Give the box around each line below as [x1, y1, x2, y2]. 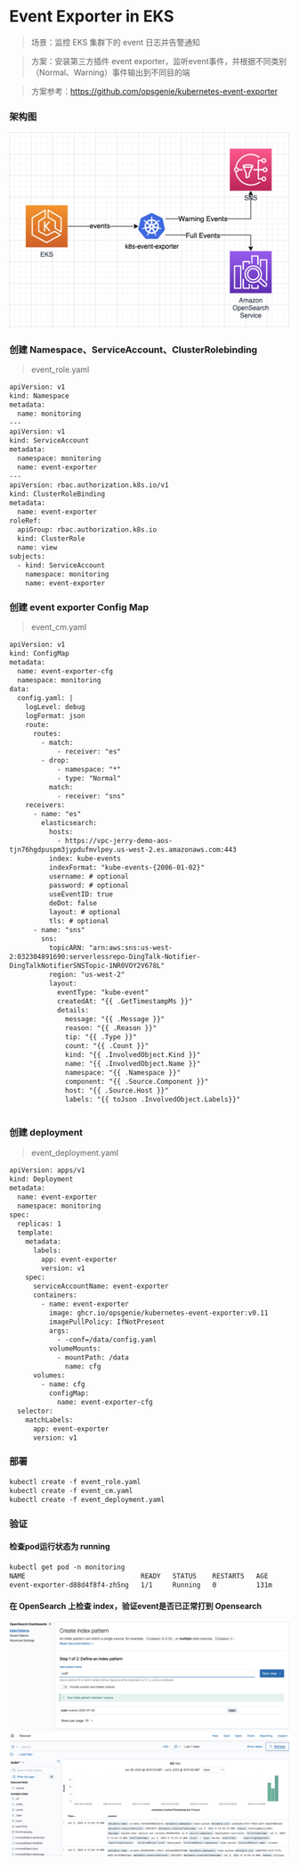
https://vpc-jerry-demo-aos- [65, 837, 174, 846]
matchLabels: [25, 1416, 74, 1424]
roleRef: [9, 516, 42, 525]
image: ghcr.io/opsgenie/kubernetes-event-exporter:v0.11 [48, 1309, 269, 1317]
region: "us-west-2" [48, 970, 125, 979]
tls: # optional [48, 917, 109, 926]
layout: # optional [48, 908, 122, 917]
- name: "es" [32, 810, 82, 819]
